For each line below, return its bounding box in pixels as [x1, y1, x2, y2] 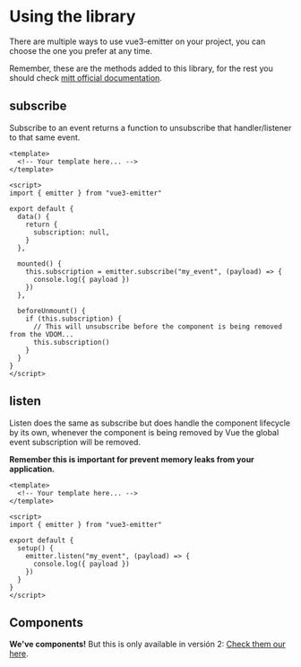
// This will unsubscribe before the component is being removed [32, 321, 282, 331]
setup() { [17, 543, 54, 553]
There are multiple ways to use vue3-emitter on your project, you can [9, 36, 266, 47]
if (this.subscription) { [25, 314, 123, 323]
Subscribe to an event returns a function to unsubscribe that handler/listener [9, 122, 292, 133]
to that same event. [9, 132, 81, 143]
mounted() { [17, 259, 63, 268]
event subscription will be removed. [9, 436, 142, 447]
